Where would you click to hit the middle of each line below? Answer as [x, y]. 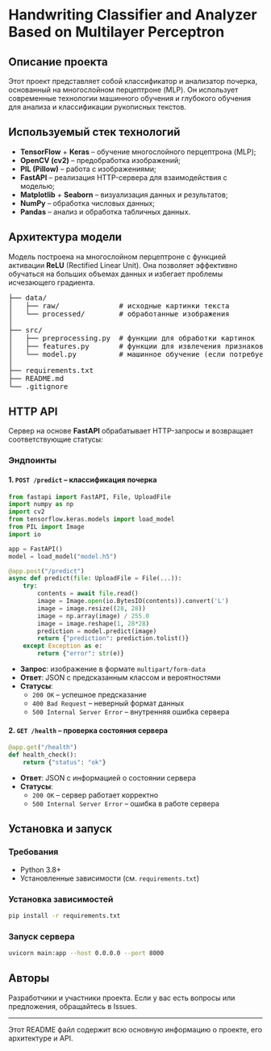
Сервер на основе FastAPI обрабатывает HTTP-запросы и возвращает [131, 431]
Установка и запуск [60, 829]
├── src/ [25, 330]
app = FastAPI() [35, 549]
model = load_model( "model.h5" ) [63, 556]
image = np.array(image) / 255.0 [94, 616]
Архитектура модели [65, 237]
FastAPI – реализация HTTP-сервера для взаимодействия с [123, 177]
